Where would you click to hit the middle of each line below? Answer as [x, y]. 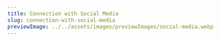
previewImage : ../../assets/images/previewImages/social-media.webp [110, 26]
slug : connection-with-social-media [61, 20]
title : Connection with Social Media [63, 14]
